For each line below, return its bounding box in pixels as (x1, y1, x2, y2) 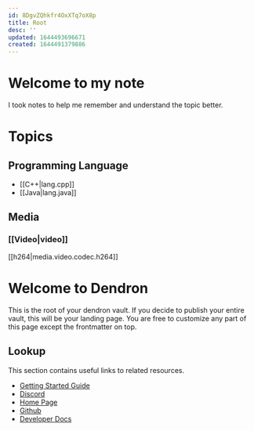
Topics (8, 128, 53, 146)
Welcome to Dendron (8, 279, 149, 297)
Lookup (8, 345, 46, 358)
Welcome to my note (8, 74, 145, 92)
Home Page (19, 397, 58, 407)
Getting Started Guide (19, 381, 90, 390)
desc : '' (8, 26, 37, 34)
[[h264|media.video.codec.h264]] (8, 252, 119, 261)
